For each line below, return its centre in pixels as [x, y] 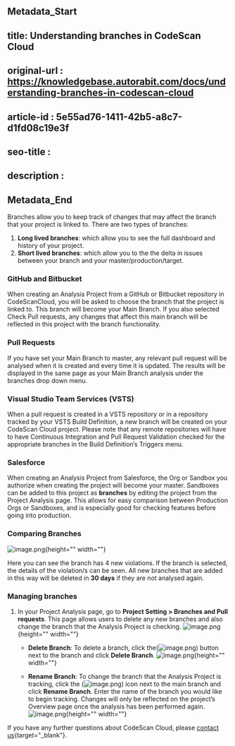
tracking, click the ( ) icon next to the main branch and [125, 684]
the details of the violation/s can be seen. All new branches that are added [115, 570]
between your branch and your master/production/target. [101, 261]
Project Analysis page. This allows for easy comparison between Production [118, 500]
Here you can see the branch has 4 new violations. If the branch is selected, [118, 563]
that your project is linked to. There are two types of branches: [98, 225]
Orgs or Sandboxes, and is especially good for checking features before [112, 508]
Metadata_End [40, 200]
